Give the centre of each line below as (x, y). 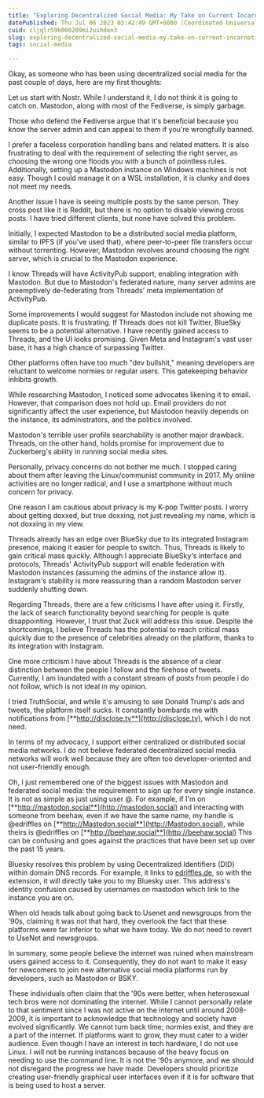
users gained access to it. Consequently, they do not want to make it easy (128, 962)
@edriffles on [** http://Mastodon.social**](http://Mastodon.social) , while (126, 824)
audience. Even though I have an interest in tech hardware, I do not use (123, 1044)
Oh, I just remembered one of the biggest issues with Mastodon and (118, 782)
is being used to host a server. (57, 1085)
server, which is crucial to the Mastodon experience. (93, 259)
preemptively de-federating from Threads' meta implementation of (116, 291)
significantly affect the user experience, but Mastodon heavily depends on (128, 411)
